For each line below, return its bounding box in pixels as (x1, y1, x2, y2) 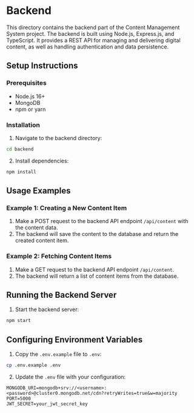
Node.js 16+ (15, 92, 45, 100)
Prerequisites (6, 79, 47, 87)
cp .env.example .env (6, 362, 61, 369)
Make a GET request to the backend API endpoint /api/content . (15, 266, 175, 273)
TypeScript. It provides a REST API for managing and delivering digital (6, 36, 181, 44)
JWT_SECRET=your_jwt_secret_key (6, 401, 88, 407)
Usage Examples (6, 186, 71, 196)
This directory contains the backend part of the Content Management (6, 24, 180, 31)
